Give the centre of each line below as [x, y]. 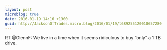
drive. [11, 43]
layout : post [19, 10]
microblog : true [22, 14]
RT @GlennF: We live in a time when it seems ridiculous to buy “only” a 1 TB [83, 38]
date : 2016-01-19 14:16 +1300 [37, 19]
